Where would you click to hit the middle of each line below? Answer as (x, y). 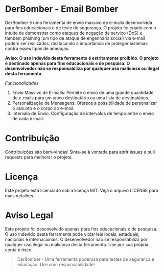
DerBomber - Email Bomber (62, 9)
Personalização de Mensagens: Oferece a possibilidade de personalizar (85, 103)
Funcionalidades (22, 83)
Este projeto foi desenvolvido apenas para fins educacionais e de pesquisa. (81, 229)
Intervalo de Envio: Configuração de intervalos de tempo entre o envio (83, 113)
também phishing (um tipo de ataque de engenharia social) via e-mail (75, 38)
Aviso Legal (29, 215)
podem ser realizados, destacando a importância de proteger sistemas (76, 43)
